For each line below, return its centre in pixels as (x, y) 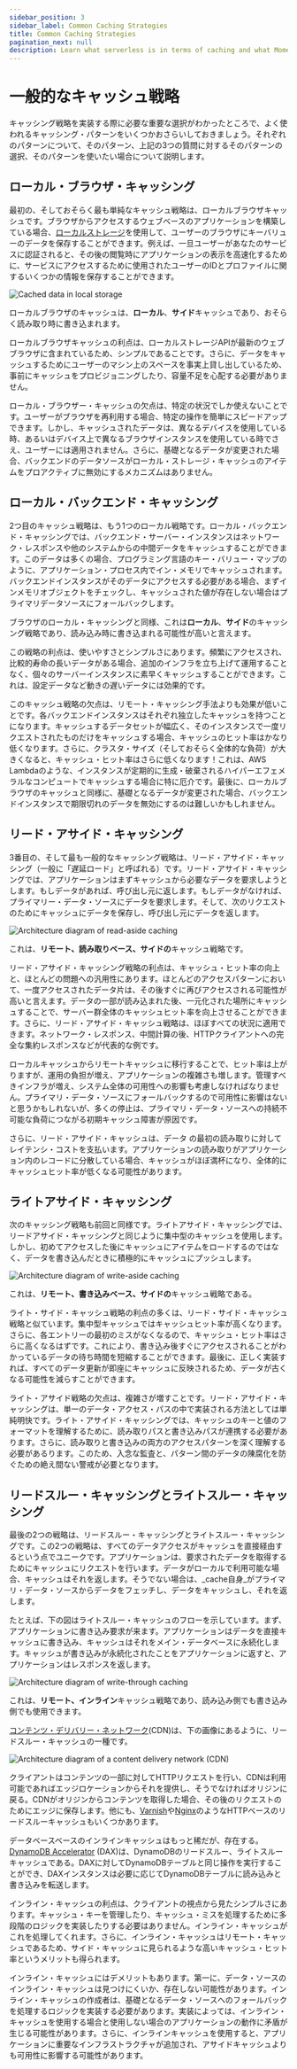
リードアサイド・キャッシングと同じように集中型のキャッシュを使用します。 (148, 1236)
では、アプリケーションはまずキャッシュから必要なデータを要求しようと (156, 879)
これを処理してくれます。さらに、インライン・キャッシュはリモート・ (136, 1937)
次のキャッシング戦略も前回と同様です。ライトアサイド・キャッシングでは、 (148, 1225)
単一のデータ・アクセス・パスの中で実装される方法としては (171, 1409)
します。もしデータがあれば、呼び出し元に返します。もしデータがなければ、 (148, 891)
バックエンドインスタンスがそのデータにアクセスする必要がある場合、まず (145, 580)
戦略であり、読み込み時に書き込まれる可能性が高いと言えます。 (140, 633)
